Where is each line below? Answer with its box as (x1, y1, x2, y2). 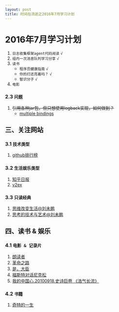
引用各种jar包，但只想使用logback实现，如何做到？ (12, 105, 114, 111)
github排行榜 (12, 152, 38, 158)
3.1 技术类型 (5, 141, 30, 148)
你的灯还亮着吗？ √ (19, 72, 52, 77)
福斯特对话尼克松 (12, 272, 47, 278)
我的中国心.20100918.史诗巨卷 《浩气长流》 (12, 278, 100, 284)
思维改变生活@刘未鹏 (12, 206, 55, 212)
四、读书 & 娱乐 (5, 227, 51, 235)
